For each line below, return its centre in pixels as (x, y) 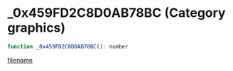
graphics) (37, 28)
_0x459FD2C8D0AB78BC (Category (116, 13)
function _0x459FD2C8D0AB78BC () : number (68, 46)
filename (20, 60)
